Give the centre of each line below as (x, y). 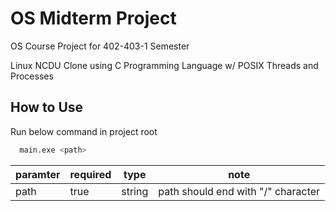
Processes (32, 76)
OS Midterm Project (93, 18)
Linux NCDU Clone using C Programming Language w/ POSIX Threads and (164, 65)
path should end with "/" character (239, 191)
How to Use (47, 107)
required (90, 174)
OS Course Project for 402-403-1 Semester (100, 46)
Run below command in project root (84, 131)
